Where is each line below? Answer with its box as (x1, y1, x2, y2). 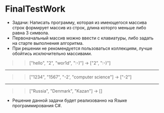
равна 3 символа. (12, 30, 50, 36)
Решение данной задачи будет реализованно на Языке (12, 97, 127, 103)
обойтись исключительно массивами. (12, 50, 92, 56)
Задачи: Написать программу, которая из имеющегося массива (12, 19, 147, 25)
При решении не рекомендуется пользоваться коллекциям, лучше (12, 45, 153, 51)
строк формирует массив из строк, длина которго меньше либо (12, 24, 146, 30)
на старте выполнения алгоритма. (12, 40, 84, 46)
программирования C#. (12, 102, 62, 108)
